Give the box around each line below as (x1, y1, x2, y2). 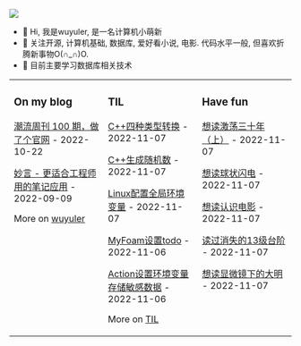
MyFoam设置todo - (107, 233, 190, 246)
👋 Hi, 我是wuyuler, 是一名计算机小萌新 (21, 27, 163, 37)
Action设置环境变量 (107, 267, 190, 280)
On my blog (13, 95, 73, 109)
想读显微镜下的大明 (202, 267, 284, 280)
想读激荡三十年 (202, 120, 266, 132)
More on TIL (107, 313, 159, 325)
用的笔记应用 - (13, 180, 76, 192)
